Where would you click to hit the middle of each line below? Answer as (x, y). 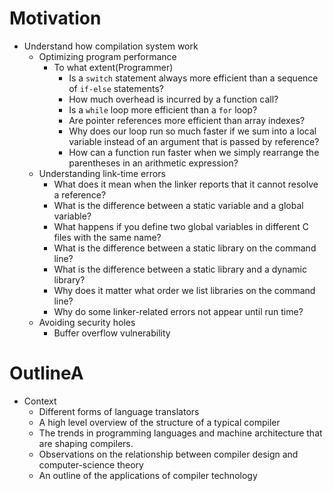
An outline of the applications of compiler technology (148, 475)
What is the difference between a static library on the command (185, 248)
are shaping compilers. (86, 443)
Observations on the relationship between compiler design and (168, 454)
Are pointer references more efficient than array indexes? (187, 120)
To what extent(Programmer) (113, 67)
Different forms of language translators (119, 411)
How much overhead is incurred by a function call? (173, 99)
